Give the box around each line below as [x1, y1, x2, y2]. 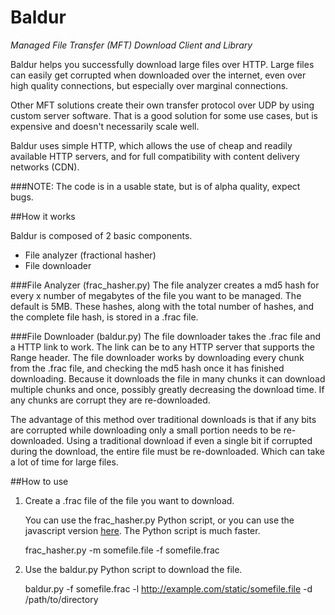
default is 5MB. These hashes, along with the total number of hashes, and [10, 300, 315, 312]
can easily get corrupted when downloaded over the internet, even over [10, 69, 307, 81]
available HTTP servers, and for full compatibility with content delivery [10, 150, 300, 162]
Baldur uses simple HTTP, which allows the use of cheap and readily [10, 139, 293, 151]
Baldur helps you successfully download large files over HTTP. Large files [10, 58, 315, 70]
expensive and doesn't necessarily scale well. [10, 120, 200, 132]
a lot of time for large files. [10, 456, 119, 468]
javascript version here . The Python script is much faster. [24, 524, 261, 536]
